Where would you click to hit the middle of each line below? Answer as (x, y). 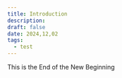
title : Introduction (38, 14)
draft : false (26, 27)
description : (26, 21)
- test (23, 47)
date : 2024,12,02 (33, 34)
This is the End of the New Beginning (61, 67)
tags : (15, 40)
